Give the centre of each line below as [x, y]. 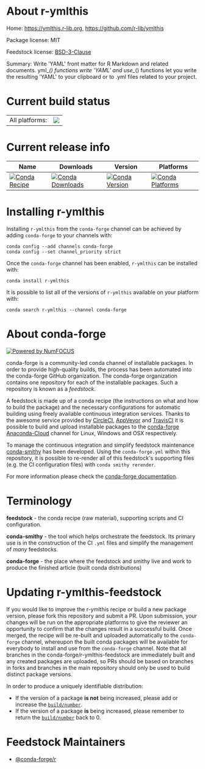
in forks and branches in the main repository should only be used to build [98, 668]
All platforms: [28, 120]
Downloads [76, 166]
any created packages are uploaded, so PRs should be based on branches [100, 661]
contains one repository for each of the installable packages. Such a [92, 382]
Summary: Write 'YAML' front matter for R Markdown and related [88, 64]
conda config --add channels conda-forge [60, 246]
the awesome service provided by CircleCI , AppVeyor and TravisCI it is [95, 420]
